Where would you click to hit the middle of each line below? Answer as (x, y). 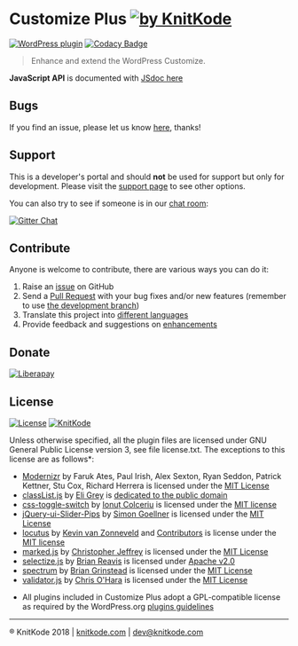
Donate (30, 352)
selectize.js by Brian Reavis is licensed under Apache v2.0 (128, 561)
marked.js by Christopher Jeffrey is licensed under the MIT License (145, 551)
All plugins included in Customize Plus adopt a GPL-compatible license (151, 597)
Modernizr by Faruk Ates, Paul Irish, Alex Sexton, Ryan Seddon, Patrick (152, 476)
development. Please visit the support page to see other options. (127, 185)
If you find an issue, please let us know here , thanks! (105, 127)
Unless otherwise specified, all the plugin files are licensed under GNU (138, 440)
